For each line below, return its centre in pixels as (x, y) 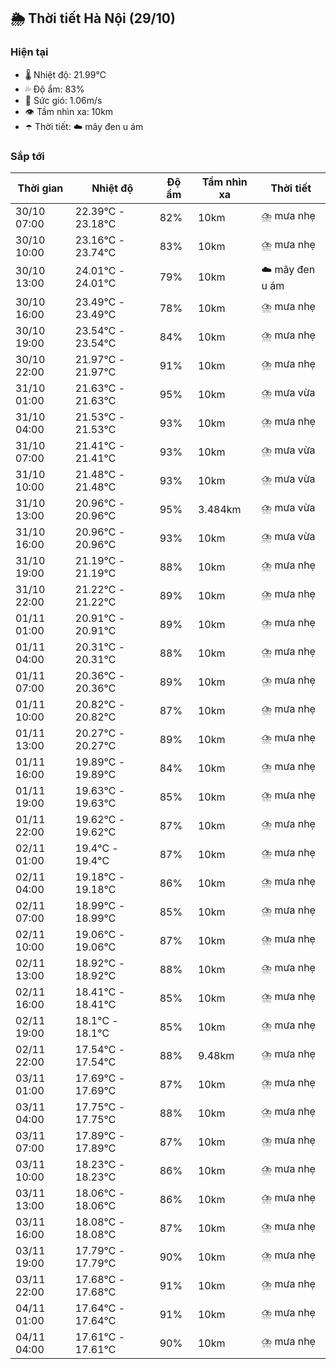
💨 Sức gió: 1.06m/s (63, 100)
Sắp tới (27, 156)
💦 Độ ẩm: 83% (54, 89)
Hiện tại (29, 52)
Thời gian (40, 188)
